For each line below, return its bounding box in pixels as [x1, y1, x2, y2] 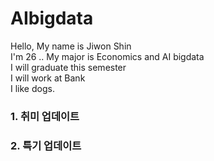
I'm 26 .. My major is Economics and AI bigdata [10, 50, 205, 62]
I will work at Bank [10, 72, 86, 84]
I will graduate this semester [10, 61, 127, 73]
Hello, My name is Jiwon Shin [10, 40, 132, 52]
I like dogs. [10, 82, 55, 94]
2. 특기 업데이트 [10, 138, 82, 152]
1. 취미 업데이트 [10, 109, 80, 123]
